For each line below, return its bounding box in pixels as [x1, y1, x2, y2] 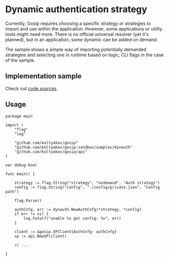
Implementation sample [5, 72, 82, 81]
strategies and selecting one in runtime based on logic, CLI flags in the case [5, 52, 164, 58]
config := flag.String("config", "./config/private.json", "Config [14, 184, 160, 190]
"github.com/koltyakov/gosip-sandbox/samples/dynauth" [14, 145, 133, 150]
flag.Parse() [14, 198, 42, 203]
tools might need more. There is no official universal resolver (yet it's [5, 31, 149, 37]
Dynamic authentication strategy [5, 4, 147, 15]
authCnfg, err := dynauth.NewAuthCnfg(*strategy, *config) [14, 207, 142, 212]
